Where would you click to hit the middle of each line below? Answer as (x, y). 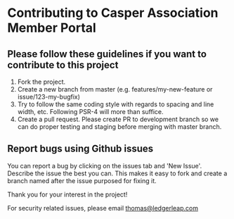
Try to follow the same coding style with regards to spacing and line (116, 104)
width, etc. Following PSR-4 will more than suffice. (90, 112)
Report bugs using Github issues (80, 149)
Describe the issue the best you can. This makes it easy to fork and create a (117, 173)
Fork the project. (41, 82)
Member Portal (52, 28)
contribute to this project (63, 65)
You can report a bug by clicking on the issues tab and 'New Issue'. (105, 165)
